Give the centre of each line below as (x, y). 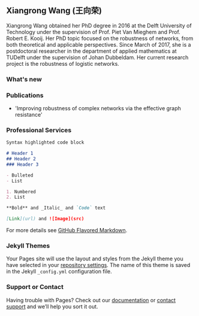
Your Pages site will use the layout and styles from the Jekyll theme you (95, 259)
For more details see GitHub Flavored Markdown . (67, 230)
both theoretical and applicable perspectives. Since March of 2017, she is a (99, 44)
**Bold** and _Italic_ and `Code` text (56, 208)
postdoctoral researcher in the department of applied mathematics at (91, 51)
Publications (25, 95)
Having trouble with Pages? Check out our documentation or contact (91, 300)
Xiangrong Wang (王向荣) (54, 11)
